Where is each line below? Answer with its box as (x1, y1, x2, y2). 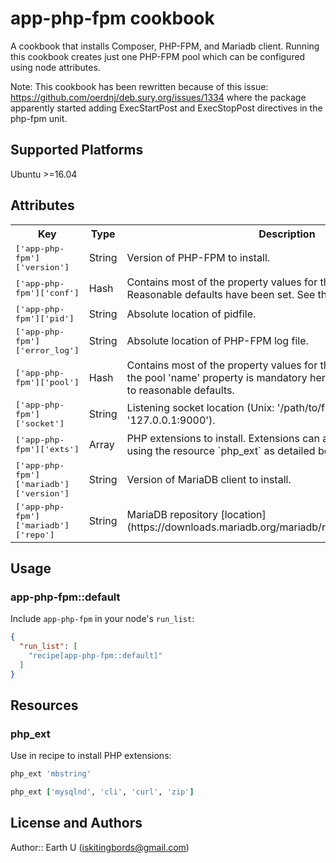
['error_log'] (15, 345, 80, 356)
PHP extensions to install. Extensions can (126, 431, 320, 445)
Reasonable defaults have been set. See (126, 287, 316, 301)
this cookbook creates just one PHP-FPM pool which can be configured (10, 50, 306, 62)
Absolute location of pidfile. (126, 307, 257, 321)
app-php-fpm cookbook (10, 7, 215, 30)
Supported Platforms (10, 142, 144, 159)
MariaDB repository (126, 507, 219, 521)
